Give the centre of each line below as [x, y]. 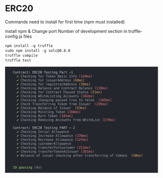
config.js [14, 36]
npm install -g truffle [29, 46]
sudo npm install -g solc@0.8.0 [38, 51]
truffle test [18, 60]
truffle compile [21, 55]
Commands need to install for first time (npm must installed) [65, 22]
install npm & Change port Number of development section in [66, 31]
